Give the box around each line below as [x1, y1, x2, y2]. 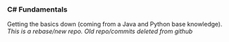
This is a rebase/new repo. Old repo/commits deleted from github [7, 27, 193, 35]
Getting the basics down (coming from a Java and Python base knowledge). [7, 20, 223, 28]
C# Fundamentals [7, 5, 67, 14]
